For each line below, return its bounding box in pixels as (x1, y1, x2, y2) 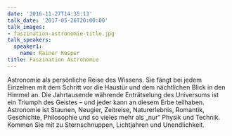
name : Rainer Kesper (20, 50, 80, 57)
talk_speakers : (7, 37, 52, 44)
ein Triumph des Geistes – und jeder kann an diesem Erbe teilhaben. (7, 98, 205, 106)
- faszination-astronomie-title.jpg (7, 30, 115, 37)
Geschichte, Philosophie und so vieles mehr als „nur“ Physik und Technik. (7, 113, 220, 121)
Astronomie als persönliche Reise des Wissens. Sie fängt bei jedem (7, 75, 202, 84)
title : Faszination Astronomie (7, 56, 99, 63)
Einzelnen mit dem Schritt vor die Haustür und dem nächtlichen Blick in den (7, 82, 226, 92)
